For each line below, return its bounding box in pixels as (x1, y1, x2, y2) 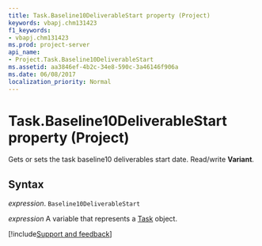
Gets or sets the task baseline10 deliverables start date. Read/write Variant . (8, 155, 255, 165)
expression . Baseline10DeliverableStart (8, 199, 141, 208)
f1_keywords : (8, 26, 51, 34)
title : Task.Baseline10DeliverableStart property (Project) (8, 11, 211, 20)
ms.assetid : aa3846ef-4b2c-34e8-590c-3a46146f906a (8, 63, 179, 71)
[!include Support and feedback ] (8, 229, 112, 239)
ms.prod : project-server (8, 41, 90, 49)
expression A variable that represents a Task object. (8, 214, 178, 224)
